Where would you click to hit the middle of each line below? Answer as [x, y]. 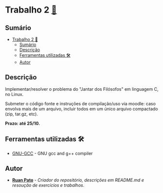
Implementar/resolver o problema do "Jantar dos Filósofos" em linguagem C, [82, 89]
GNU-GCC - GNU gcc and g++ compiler [52, 153]
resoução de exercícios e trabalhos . [48, 185]
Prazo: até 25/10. [23, 123]
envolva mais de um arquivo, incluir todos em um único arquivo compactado [81, 109]
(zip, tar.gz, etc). [21, 114]
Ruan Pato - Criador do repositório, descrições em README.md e [78, 180]
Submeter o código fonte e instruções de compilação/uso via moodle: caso [80, 103]
